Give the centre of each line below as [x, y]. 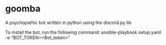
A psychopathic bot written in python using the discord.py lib [68, 22]
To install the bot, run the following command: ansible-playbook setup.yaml [83, 32]
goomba [23, 9]
